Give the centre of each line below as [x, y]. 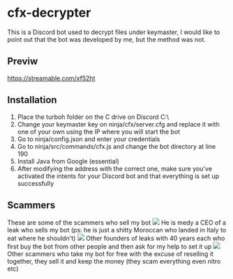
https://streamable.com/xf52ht [51, 78]
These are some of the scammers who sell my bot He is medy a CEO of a [117, 223]
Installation [32, 100]
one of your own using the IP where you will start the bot [99, 131]
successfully [36, 183]
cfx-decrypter [49, 13]
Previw [23, 62]
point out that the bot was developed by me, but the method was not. [106, 39]
